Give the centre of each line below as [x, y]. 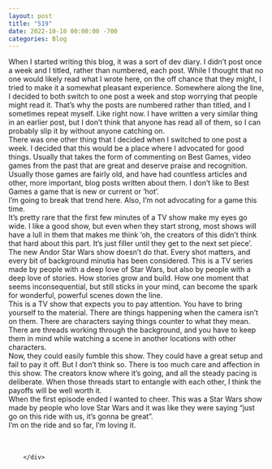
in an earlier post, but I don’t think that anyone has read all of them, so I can [135, 122]
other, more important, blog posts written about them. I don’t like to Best [129, 183]
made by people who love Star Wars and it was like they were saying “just [132, 408]
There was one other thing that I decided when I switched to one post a [128, 140]
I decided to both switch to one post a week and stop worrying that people [133, 96]
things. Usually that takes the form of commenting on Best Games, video [130, 157]
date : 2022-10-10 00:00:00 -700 [63, 31]
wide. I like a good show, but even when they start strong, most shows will [133, 226]
